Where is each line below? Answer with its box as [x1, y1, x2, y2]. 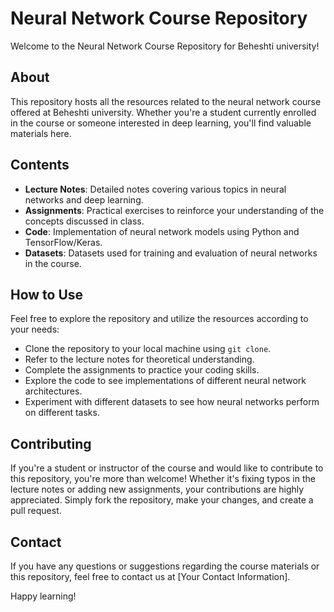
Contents [10, 157, 70, 174]
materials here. [10, 127, 72, 139]
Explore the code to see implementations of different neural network [24, 375, 307, 387]
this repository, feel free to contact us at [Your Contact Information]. [10, 571, 291, 582]
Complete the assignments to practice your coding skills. [24, 364, 260, 376]
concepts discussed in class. [24, 215, 145, 227]
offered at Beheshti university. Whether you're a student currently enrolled [10, 106, 317, 118]
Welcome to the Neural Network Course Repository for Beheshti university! [10, 40, 320, 52]
